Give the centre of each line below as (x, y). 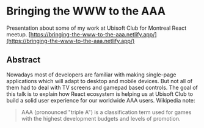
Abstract (24, 60)
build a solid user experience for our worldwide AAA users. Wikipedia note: (101, 100)
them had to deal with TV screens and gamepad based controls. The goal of (102, 87)
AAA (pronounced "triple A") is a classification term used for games (106, 112)
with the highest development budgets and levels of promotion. (101, 118)
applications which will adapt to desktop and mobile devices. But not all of (100, 81)
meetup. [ (19, 34)
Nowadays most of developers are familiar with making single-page (91, 75)
